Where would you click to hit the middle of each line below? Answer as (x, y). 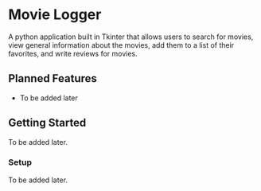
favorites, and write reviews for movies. (73, 53)
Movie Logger (55, 15)
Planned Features (53, 78)
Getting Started (47, 123)
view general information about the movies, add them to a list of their (121, 45)
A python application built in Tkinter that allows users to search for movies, (131, 37)
